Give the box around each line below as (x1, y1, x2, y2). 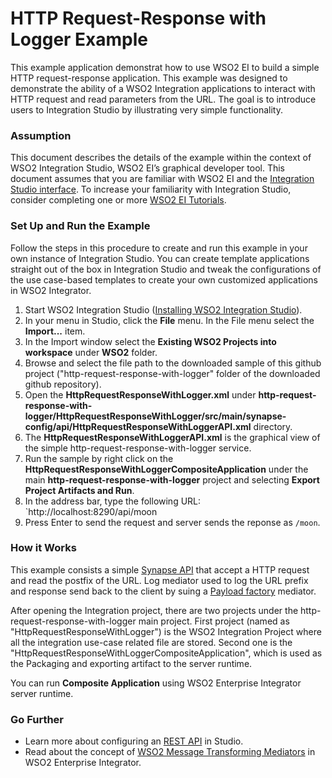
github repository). (24, 378, 102, 390)
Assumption (10, 128, 72, 142)
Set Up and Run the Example (10, 219, 151, 233)
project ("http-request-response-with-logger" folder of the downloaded (24, 367, 321, 379)
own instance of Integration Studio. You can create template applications (10, 252, 310, 264)
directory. (253, 420, 293, 432)
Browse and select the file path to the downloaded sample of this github (24, 357, 322, 369)
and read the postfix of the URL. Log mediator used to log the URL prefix (10, 574, 309, 586)
